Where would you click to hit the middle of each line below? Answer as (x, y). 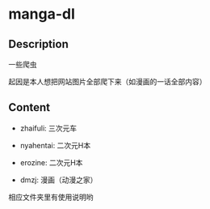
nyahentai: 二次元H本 (55, 145)
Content (29, 107)
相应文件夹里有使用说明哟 (51, 197)
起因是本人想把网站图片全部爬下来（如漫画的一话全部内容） (107, 81)
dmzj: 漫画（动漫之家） (59, 180)
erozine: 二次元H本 (51, 162)
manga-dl (42, 14)
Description (38, 44)
